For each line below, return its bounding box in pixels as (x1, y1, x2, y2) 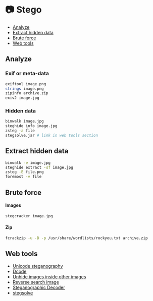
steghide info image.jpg (5, 124, 58, 129)
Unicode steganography (12, 263, 63, 269)
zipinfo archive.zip (5, 91, 49, 96)
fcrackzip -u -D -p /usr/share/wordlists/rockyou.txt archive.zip (5, 235, 148, 240)
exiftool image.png (5, 81, 46, 86)
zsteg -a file (5, 128, 35, 134)
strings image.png (5, 86, 44, 91)
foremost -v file (5, 174, 42, 179)
